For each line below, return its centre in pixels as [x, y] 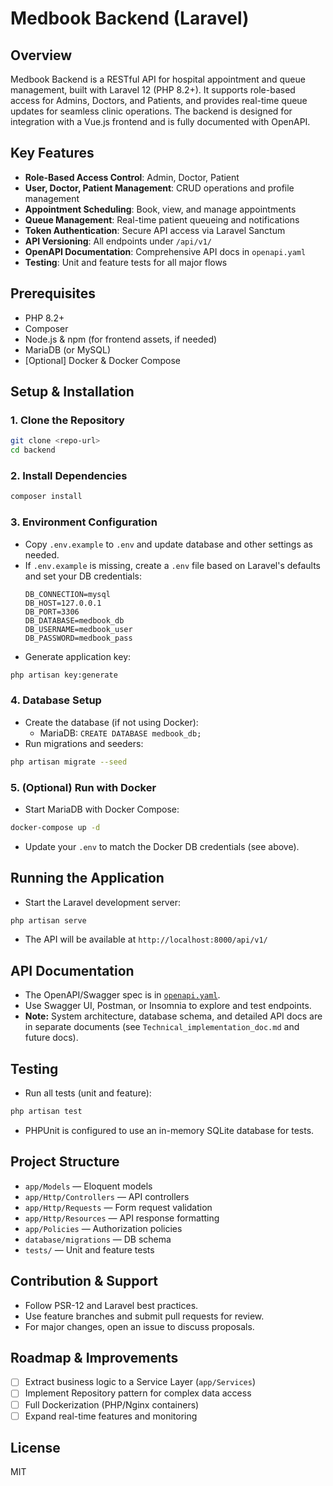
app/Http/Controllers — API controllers [107, 1196]
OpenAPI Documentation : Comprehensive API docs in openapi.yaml [165, 251]
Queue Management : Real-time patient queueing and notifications [162, 219]
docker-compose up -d [55, 827]
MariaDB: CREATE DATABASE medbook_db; [120, 733]
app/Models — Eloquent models [88, 1186]
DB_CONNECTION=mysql [67, 594]
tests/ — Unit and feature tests [89, 1249]
